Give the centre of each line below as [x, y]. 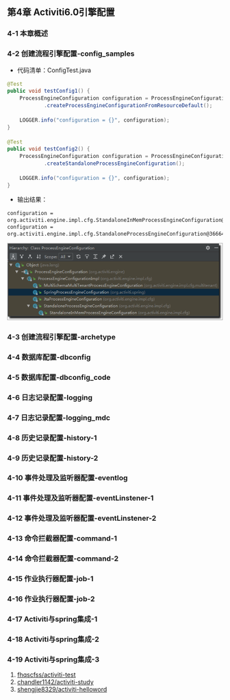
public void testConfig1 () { [49, 91]
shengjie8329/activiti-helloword [62, 690]
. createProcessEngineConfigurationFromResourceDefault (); [128, 106]
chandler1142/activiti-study [55, 682]
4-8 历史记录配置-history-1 [52, 438]
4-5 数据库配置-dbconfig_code [59, 377]
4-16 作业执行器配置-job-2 [51, 599]
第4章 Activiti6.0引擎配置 [61, 12]
